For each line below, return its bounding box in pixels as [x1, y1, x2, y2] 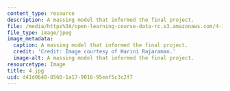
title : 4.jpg [7, 67, 44, 74]
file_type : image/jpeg [7, 29, 72, 36]
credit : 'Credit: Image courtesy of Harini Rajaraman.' [13, 49, 176, 55]
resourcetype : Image [7, 61, 66, 68]
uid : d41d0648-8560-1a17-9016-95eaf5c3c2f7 [7, 73, 133, 81]
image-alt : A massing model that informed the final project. [13, 55, 194, 62]
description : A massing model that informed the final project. [7, 16, 194, 23]
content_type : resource [7, 10, 75, 17]
